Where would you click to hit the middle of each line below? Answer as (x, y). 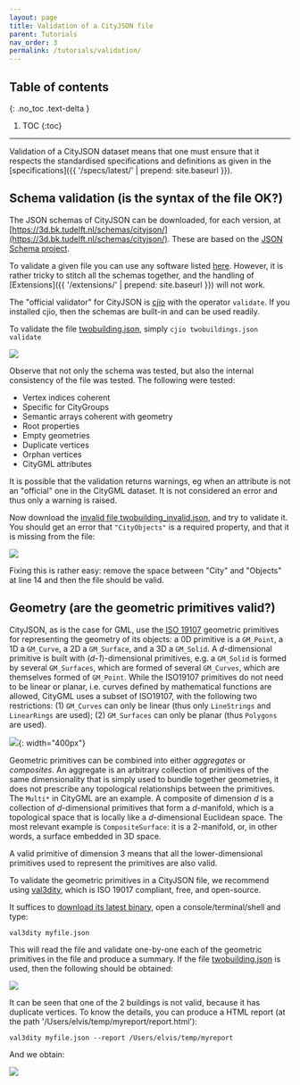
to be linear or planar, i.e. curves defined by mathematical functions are (141, 686)
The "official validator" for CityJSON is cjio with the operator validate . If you (150, 302)
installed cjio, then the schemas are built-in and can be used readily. (135, 311)
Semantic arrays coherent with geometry (97, 416)
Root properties (51, 426)
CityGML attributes (57, 463)
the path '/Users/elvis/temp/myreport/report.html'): (104, 1021)
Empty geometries (56, 435)
